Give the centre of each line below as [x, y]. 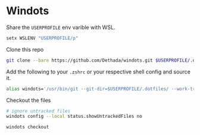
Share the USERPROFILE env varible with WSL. [61, 27]
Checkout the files [29, 100]
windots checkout [28, 127]
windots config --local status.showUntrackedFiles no [74, 117]
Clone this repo [25, 49]
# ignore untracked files [38, 111]
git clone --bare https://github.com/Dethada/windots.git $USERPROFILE [97, 60]
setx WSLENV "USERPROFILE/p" [42, 38]
